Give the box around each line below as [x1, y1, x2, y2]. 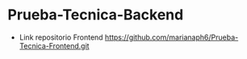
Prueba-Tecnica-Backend [7, 6, 184, 24]
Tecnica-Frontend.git [19, 40, 90, 50]
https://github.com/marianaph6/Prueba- [104, 32, 239, 42]
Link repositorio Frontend [19, 32, 103, 42]
